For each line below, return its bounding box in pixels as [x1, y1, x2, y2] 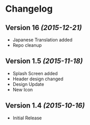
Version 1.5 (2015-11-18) [5, 57, 83, 66]
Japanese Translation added [12, 37, 73, 43]
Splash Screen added [12, 70, 58, 76]
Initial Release [12, 115, 42, 121]
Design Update [12, 81, 44, 87]
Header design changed [12, 76, 64, 82]
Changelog [5, 3, 53, 15]
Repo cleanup [12, 42, 42, 48]
